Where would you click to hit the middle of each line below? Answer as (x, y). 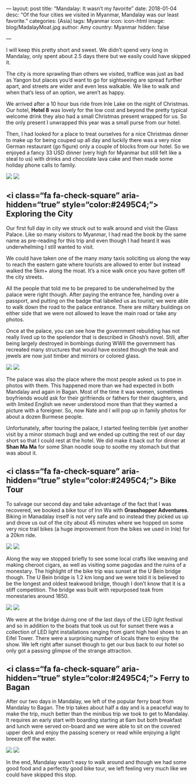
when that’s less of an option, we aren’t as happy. (66, 92)
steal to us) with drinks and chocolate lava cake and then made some (90, 159)
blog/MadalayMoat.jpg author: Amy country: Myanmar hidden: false (88, 27)
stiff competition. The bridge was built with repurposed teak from (85, 590)
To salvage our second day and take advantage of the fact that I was (89, 503)
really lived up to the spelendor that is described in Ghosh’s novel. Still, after (97, 337)
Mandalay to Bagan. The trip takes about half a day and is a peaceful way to (97, 708)
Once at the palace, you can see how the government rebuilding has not (93, 330)
